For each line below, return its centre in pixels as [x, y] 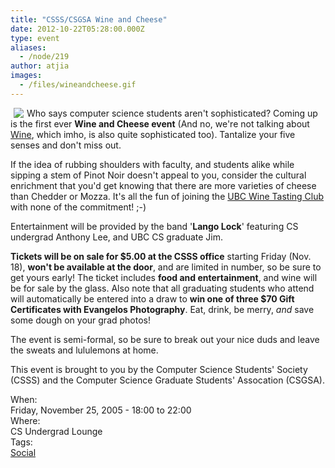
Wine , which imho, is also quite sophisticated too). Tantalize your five [153, 134]
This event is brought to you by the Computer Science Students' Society [159, 369]
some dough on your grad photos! [80, 320]
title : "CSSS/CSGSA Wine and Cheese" [89, 19]
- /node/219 [44, 57]
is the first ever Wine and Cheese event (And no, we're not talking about [160, 123]
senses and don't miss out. [66, 145]
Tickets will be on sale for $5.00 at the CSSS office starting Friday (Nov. [161, 256]
